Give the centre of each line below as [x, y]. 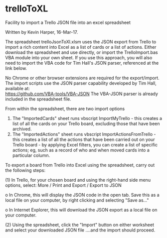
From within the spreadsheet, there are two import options [65, 109]
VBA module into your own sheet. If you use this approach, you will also [79, 57]
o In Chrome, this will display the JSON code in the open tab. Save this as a [82, 195]
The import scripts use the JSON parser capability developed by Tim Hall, [81, 83]
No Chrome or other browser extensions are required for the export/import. [82, 78]
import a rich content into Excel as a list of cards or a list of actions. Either [81, 47]
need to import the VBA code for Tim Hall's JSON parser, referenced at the [82, 63]
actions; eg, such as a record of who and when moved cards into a [81, 150]
